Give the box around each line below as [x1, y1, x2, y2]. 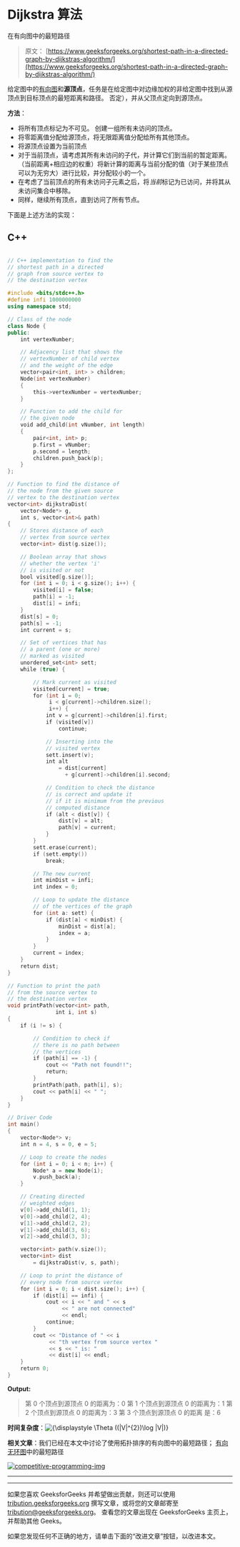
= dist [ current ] [58, 765, 107, 772]
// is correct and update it [45, 791, 133, 798]
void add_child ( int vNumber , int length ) [20, 421, 145, 429]
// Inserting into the [45, 738, 114, 745]
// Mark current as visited [33, 679, 116, 686]
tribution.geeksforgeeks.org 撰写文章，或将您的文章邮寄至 [7, 1498, 179, 1507]
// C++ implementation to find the [7, 256, 114, 264]
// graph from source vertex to [7, 270, 104, 277]
